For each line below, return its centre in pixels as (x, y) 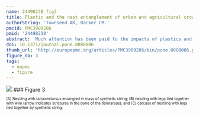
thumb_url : (20, 50)
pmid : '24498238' (28, 34)
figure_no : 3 (22, 56)
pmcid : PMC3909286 (29, 28)
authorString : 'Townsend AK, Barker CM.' (58, 22)
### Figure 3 (29, 90)
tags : (13, 61)
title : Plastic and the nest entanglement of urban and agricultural (94, 17)
